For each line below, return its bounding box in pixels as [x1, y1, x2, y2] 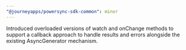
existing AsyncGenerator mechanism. [6, 37, 98, 44]
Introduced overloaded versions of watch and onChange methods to [6, 25, 174, 32]
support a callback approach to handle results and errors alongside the [6, 31, 180, 38]
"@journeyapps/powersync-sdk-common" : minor [6, 8, 118, 15]
